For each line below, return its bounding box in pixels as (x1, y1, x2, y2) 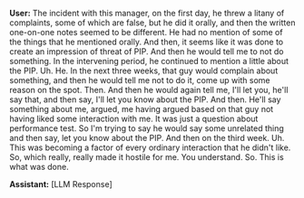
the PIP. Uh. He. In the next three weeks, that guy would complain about (9, 65, 279, 76)
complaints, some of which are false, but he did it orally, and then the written (9, 17, 296, 28)
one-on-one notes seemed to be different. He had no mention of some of (9, 27, 283, 37)
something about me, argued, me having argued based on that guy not (9, 104, 274, 114)
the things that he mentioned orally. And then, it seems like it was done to (9, 36, 284, 47)
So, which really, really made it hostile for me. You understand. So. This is (9, 152, 284, 162)
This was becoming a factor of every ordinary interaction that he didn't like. (9, 142, 291, 153)
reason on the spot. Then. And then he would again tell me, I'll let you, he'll (9, 85, 289, 95)
